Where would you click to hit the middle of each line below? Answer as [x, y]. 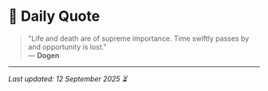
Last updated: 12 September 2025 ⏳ [68, 78]
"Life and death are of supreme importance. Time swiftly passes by [138, 38]
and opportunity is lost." [67, 46]
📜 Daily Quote [54, 16]
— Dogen [43, 55]
